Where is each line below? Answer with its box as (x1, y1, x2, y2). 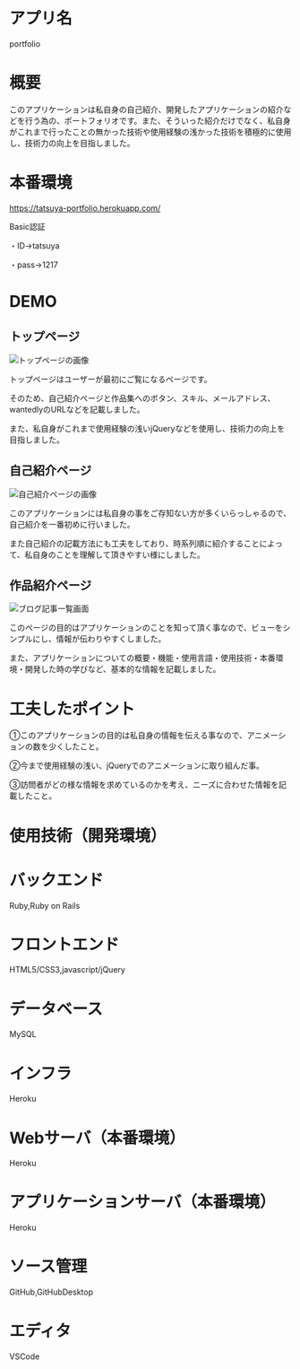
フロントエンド (9, 934, 120, 955)
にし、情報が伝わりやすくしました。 (32, 633, 167, 644)
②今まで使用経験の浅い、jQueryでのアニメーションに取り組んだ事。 (9, 760, 264, 772)
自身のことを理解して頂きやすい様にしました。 (32, 549, 205, 560)
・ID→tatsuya (9, 240, 60, 251)
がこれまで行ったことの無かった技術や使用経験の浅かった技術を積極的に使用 (9, 126, 292, 137)
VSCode (9, 1351, 40, 1362)
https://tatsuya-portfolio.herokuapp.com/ (9, 203, 161, 214)
